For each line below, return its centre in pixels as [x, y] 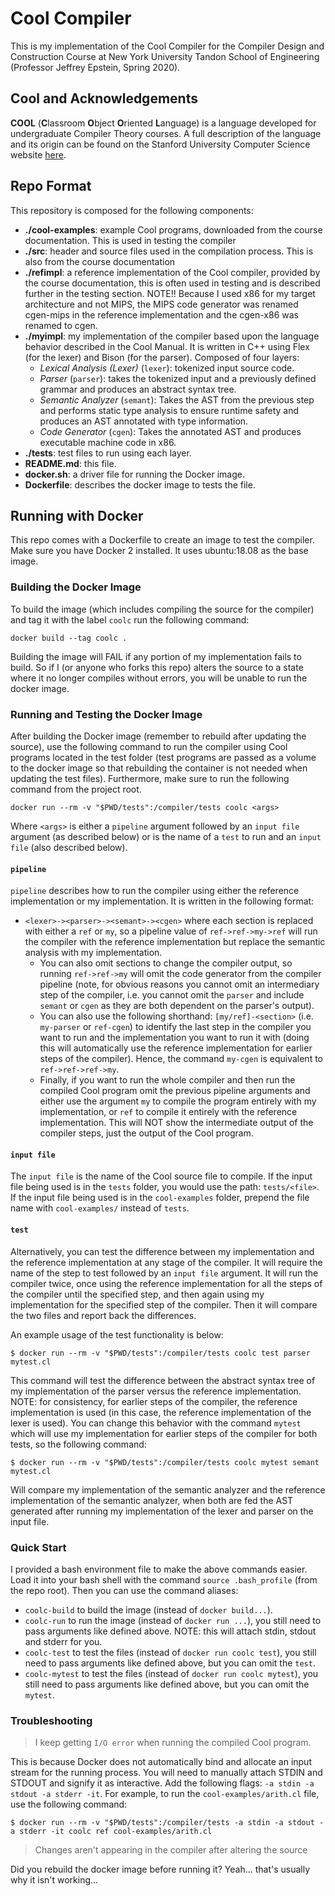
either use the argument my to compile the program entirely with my [178, 1101]
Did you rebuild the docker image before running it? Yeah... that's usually [160, 1869]
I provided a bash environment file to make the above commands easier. [159, 1569]
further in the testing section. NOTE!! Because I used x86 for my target [170, 293]
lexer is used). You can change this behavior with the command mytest [156, 1423]
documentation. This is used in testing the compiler [130, 240]
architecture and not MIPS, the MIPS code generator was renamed [161, 304]
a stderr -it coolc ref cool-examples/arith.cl [111, 1832]
